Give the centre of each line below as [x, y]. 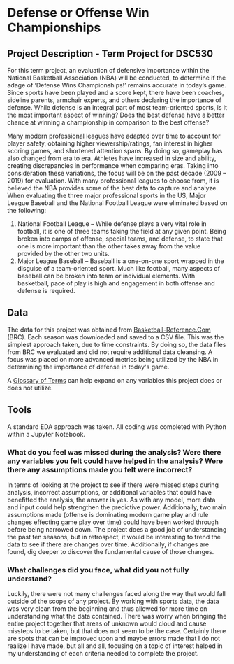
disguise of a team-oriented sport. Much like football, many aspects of [118, 268]
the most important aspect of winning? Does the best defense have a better [116, 115]
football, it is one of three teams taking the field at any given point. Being [122, 231]
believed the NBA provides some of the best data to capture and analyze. [113, 188]
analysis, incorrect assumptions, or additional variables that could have [109, 492]
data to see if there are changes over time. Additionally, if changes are [108, 544]
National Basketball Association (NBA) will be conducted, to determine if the [117, 78]
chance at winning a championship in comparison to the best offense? [108, 122]
